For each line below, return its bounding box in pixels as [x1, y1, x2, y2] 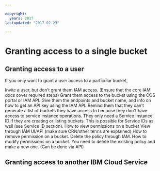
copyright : [5, 11, 27, 16]
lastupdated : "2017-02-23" [5, 20, 60, 25]
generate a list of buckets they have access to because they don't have [5, 108, 148, 114]
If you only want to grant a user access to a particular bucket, [5, 78, 128, 84]
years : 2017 [9, 16, 34, 21]
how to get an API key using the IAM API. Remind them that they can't [5, 103, 144, 108]
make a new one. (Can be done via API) [5, 144, 84, 150]
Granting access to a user [5, 65, 84, 73]
